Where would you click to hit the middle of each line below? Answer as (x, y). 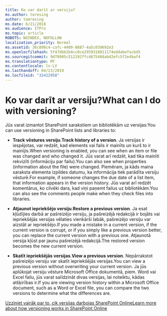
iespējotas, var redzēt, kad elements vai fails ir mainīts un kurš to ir (81, 145)
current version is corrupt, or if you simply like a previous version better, (87, 230)
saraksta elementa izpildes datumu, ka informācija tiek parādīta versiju (86, 172)
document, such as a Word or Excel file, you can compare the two (81, 288)
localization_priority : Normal (38, 43)
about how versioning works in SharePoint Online (56, 308)
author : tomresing (24, 19)
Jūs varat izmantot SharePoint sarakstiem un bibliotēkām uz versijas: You (80, 125)
